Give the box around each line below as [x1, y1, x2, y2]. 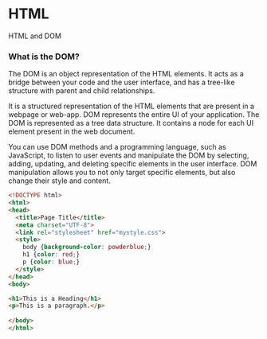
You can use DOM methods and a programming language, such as [8, 142, 226, 152]
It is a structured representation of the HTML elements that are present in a [8, 101, 255, 111]
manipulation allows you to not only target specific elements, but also [8, 168, 236, 177]
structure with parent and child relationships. [8, 86, 155, 95]
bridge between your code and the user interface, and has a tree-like [8, 77, 235, 88]
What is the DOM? [8, 51, 80, 62]
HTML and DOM [8, 31, 62, 41]
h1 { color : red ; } [22, 251, 80, 259]
